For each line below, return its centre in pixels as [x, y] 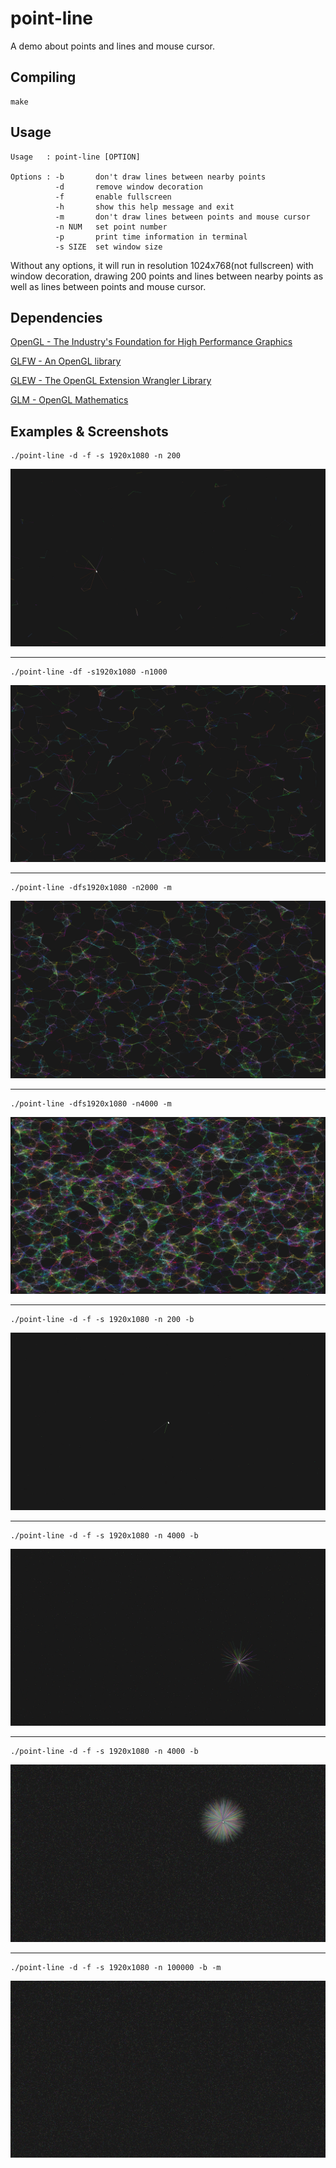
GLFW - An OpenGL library [66, 361]
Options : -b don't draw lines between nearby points [138, 177]
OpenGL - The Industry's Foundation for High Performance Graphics [151, 342]
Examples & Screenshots [89, 431]
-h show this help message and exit [144, 207]
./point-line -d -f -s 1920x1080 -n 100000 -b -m [116, 1967]
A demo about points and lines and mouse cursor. [112, 46]
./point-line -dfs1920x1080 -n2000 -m [91, 888]
